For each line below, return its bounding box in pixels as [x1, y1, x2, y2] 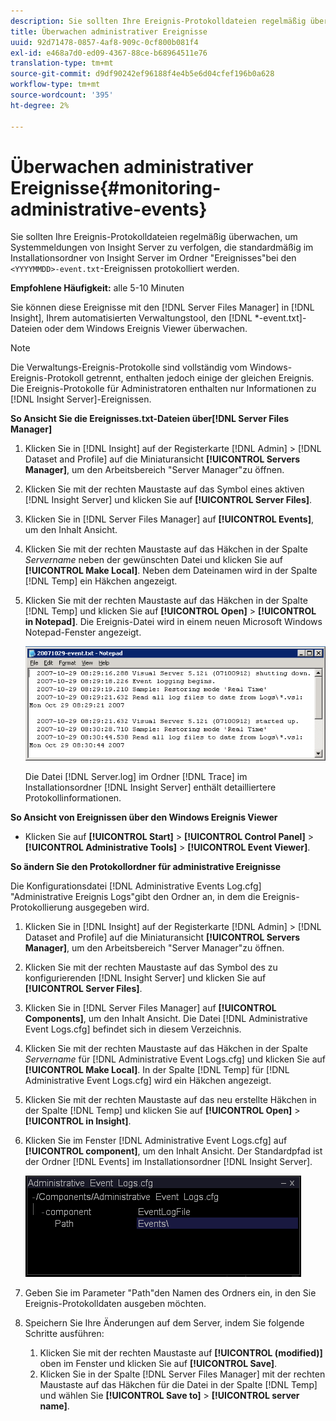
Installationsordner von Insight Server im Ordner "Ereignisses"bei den [10, 252, 297, 264]
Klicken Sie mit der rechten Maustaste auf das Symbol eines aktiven [24, 483, 305, 495]
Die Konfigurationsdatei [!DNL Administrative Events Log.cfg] [10, 880, 262, 892]
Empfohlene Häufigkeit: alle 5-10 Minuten [10, 282, 185, 294]
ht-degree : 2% [10, 100, 70, 110]
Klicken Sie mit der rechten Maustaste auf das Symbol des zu [24, 961, 278, 973]
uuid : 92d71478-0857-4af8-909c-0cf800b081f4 [10, 37, 199, 47]
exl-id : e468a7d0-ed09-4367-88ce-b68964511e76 [10, 48, 208, 58]
